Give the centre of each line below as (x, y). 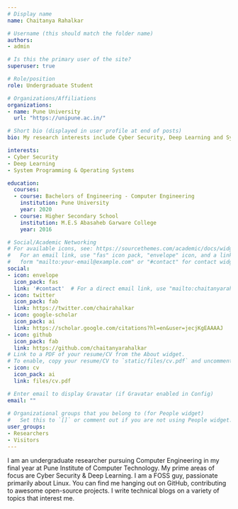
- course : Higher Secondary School (66, 216)
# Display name (30, 14)
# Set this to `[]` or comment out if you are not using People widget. (120, 420)
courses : (27, 190)
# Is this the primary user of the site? (69, 60)
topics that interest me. (41, 498)
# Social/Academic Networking (52, 242)
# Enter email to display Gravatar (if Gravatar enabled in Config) (110, 394)
